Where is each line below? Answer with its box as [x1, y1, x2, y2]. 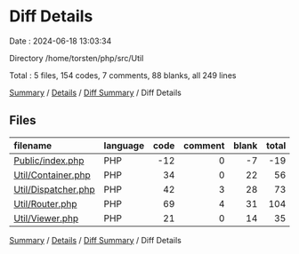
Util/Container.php [13, 169, 91, 181]
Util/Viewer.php [13, 211, 79, 224]
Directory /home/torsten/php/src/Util [9, 52, 144, 63]
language [103, 139, 145, 152]
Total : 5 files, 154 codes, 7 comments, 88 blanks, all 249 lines [9, 69, 237, 81]
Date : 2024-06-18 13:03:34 [9, 36, 112, 46]
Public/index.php [13, 154, 85, 166]
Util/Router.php [13, 197, 77, 210]
